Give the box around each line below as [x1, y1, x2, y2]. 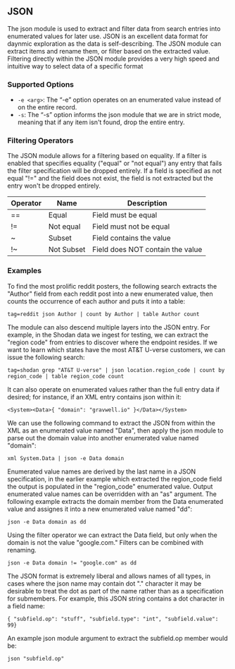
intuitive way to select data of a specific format [7, 61, 144, 70]
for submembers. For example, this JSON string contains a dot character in [7, 594, 225, 603]
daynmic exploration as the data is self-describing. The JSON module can [7, 39, 222, 48]
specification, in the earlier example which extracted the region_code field [7, 474, 222, 483]
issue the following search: [7, 353, 86, 361]
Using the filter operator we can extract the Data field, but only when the [7, 531, 218, 539]
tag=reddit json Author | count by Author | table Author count [7, 311, 200, 318]
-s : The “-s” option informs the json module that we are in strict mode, [17, 111, 222, 119]
